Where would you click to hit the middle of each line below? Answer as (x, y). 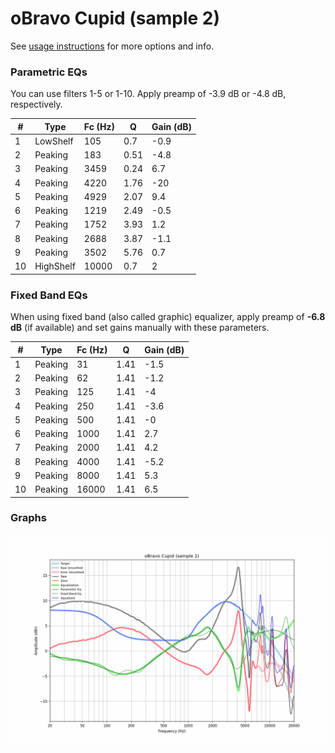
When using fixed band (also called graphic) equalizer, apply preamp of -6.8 (168, 317)
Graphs (28, 518)
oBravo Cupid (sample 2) (115, 18)
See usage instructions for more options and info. (112, 46)
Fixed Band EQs (49, 295)
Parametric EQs (49, 72)
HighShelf (55, 266)
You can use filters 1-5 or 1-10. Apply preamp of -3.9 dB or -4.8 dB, (148, 94)
